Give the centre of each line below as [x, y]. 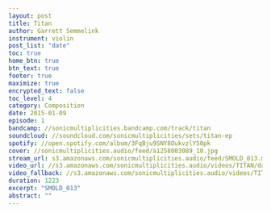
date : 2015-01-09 [38, 114]
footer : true [30, 76]
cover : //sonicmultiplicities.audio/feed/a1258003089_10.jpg [113, 151]
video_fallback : [35, 173]
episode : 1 [27, 121]
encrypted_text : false [46, 91]
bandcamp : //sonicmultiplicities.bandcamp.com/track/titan [110, 128]
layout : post [30, 16]
